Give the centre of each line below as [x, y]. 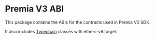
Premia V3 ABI [35, 9]
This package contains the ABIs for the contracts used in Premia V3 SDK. [78, 22]
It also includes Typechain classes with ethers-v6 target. [61, 31]
